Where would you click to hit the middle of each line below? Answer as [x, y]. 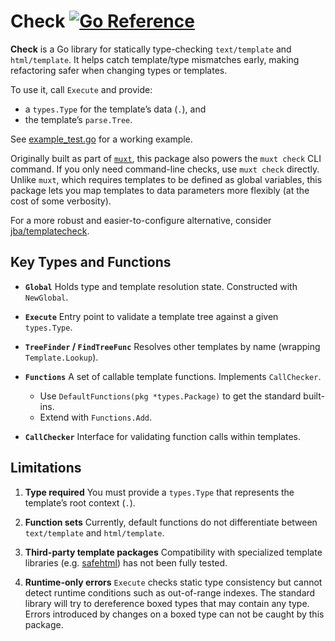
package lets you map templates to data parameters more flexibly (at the [160, 190]
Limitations [46, 468]
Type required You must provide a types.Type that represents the [159, 492]
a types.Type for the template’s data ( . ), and [115, 109]
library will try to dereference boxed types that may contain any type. [167, 603]
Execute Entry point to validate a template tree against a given [151, 316]
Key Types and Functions [91, 262]
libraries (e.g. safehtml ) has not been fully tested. [126, 562]
